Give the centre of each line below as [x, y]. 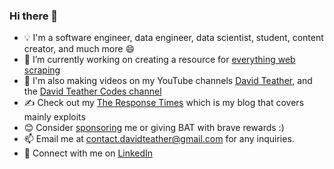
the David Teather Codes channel [92, 91]
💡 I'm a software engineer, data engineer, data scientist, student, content [173, 38]
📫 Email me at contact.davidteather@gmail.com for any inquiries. [159, 139]
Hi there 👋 [34, 16]
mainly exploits [54, 117]
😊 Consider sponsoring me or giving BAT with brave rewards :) [154, 128]
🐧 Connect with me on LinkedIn [88, 153]
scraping [42, 70]
